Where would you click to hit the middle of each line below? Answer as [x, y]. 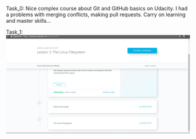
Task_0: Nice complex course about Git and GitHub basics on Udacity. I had [97, 8]
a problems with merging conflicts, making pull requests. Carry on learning [96, 15]
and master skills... [29, 21]
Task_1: [15, 32]
